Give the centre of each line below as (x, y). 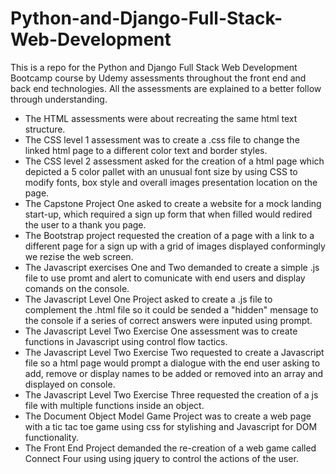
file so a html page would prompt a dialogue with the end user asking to (172, 363)
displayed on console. (70, 384)
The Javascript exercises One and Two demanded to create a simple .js (172, 267)
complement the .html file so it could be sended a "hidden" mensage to (171, 309)
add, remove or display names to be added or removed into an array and (174, 373)
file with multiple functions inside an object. (114, 405)
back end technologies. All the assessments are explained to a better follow (166, 88)
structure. (45, 129)
